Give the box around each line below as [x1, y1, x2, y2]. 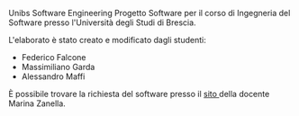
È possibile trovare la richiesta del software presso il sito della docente [8, 89, 270, 99]
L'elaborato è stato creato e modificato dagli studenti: [8, 35, 206, 45]
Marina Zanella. [8, 98, 67, 109]
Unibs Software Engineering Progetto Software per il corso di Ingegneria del [8, 8, 291, 18]
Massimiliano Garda [21, 62, 95, 72]
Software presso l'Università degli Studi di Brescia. [8, 17, 196, 28]
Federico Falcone [21, 52, 86, 62]
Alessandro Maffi [21, 71, 86, 82]
